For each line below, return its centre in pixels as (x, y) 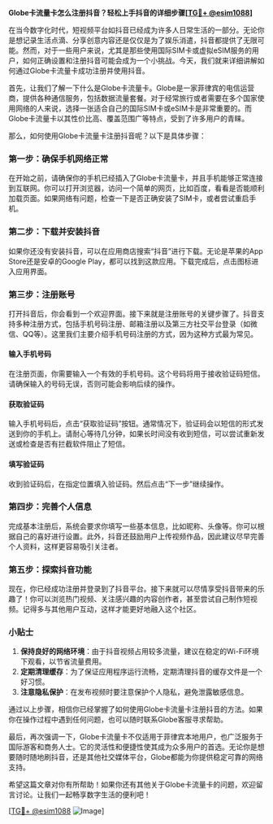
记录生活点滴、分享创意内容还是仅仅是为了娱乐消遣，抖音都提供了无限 (140, 40)
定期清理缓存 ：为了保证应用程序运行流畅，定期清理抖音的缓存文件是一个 (141, 672)
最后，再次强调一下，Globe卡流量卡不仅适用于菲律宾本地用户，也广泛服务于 (136, 737)
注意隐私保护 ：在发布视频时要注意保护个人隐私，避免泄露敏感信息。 (134, 692)
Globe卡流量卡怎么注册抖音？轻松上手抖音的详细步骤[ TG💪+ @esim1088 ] (131, 13)
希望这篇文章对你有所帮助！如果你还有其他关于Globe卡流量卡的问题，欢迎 (132, 785)
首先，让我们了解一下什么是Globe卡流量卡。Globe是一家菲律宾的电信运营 (131, 88)
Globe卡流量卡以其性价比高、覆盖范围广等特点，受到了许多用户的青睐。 (129, 118)
